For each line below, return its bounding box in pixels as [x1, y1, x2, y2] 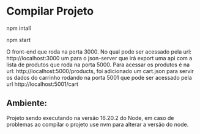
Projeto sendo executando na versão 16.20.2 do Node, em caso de [6, 114, 174, 121]
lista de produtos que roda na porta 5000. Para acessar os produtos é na [6, 61, 190, 68]
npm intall [6, 24, 31, 32]
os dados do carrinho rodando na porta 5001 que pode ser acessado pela [6, 74, 193, 81]
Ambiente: [6, 98, 48, 108]
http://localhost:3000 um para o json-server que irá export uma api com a [6, 54, 193, 62]
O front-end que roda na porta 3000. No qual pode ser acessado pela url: [6, 48, 191, 55]
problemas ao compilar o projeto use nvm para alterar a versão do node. [6, 121, 189, 128]
